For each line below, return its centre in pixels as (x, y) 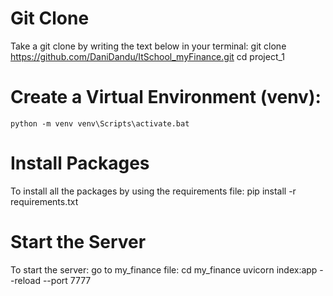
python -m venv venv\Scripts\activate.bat (100, 123)
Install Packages (80, 163)
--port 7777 (67, 280)
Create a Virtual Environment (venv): (166, 97)
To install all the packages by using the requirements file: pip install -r (153, 191)
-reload (25, 280)
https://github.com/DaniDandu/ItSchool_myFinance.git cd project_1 (148, 56)
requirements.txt (44, 201)
